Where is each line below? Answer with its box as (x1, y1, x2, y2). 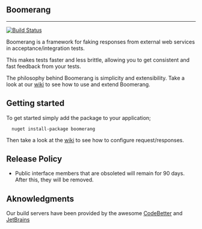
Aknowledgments (6, 193, 75, 204)
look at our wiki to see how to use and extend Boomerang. (6, 81, 150, 88)
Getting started (6, 98, 65, 108)
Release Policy (6, 154, 63, 165)
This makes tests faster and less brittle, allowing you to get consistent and (6, 56, 190, 63)
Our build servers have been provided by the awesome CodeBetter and (6, 210, 183, 217)
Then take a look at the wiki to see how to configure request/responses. (6, 136, 185, 143)
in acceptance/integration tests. (6, 45, 85, 52)
